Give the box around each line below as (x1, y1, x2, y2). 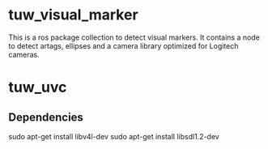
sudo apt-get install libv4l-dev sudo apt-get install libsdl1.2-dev (8, 131, 220, 141)
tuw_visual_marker (8, 6, 139, 24)
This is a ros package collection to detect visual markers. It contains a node (8, 32, 261, 42)
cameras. (8, 49, 40, 59)
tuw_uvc (8, 79, 67, 96)
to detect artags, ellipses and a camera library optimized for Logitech (8, 40, 239, 50)
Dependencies (8, 110, 83, 124)
